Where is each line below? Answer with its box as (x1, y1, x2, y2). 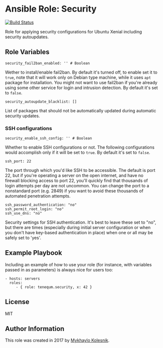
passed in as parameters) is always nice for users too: (5, 267, 113, 272)
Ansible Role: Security (5, 3, 97, 15)
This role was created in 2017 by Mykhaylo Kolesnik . (5, 337, 110, 343)
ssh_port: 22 (5, 159, 32, 164)
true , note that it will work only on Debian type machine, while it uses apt (5, 74, 151, 80)
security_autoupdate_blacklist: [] (5, 99, 77, 104)
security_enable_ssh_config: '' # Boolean (5, 136, 92, 141)
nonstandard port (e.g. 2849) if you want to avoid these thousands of (5, 188, 144, 194)
